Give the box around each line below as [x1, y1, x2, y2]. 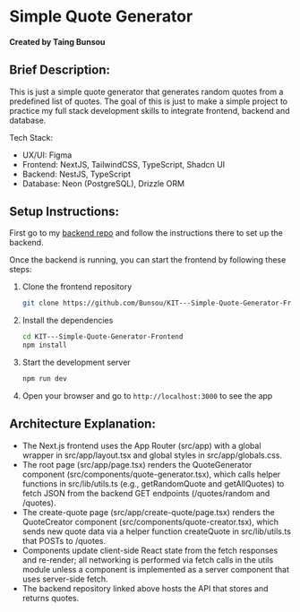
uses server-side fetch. [21, 573, 109, 584]
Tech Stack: [9, 132, 54, 142]
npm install [21, 340, 67, 350]
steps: [9, 264, 32, 275]
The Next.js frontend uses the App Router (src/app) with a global [21, 440, 261, 451]
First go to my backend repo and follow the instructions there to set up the [9, 228, 284, 238]
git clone [21, 298, 60, 308]
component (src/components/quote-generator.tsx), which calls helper [21, 469, 281, 479]
